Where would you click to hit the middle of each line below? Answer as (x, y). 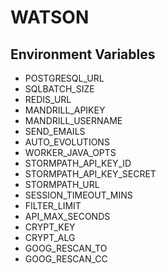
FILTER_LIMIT (53, 205)
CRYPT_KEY (50, 227)
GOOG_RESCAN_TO (66, 248)
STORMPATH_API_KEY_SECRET (90, 174)
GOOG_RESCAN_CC (66, 259)
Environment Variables (83, 54)
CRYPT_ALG (50, 237)
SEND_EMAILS (55, 131)
